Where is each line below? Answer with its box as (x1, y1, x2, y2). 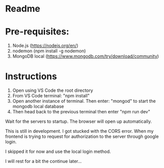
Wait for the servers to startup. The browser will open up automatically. (5, 118, 152, 124)
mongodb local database (12, 103, 64, 109)
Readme (5, 3, 41, 15)
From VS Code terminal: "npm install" (12, 93, 90, 99)
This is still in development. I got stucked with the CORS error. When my (5, 128, 154, 134)
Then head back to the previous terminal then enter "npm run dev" (12, 109, 150, 115)
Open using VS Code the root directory (12, 87, 93, 93)
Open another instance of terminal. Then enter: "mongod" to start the (12, 98, 156, 104)
